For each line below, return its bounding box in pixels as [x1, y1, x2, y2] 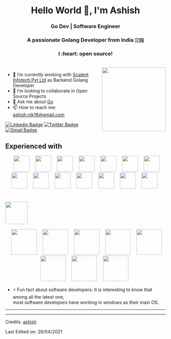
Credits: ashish [5, 319, 37, 325]
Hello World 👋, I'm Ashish [31, 5, 140, 16]
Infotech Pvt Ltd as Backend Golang [12, 77, 88, 83]
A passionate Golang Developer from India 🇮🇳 [27, 37, 144, 44]
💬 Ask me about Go [12, 99, 53, 105]
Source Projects [12, 93, 47, 99]
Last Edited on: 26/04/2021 [5, 329, 63, 335]
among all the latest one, [12, 294, 65, 300]
